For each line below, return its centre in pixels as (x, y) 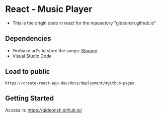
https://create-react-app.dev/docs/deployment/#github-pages (70, 83)
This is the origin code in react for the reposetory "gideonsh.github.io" (84, 23)
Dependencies (28, 39)
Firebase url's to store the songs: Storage (55, 50)
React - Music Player (49, 9)
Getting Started (30, 98)
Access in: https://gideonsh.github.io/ (44, 110)
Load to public (28, 71)
